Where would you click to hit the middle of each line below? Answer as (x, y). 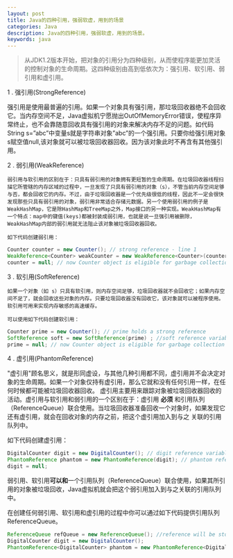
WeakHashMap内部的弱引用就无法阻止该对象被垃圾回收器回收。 (84, 224)
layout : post (26, 14)
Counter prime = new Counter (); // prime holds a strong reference (107, 331)
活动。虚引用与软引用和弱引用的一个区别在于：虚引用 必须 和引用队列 (106, 400)
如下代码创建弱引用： (33, 238)
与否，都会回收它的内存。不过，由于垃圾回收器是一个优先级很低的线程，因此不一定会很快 (115, 195)
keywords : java (29, 40)
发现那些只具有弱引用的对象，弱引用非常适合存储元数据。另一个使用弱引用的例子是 (108, 202)
